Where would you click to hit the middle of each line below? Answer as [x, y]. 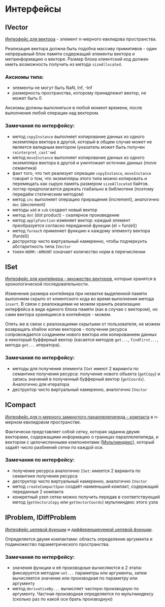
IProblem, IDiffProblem [41, 518]
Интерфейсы [33, 9]
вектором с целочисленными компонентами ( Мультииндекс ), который [80, 442]
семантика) [24, 168]
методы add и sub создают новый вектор [55, 210]
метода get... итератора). [33, 345]
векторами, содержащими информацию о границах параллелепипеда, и [82, 437]
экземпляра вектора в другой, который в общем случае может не [82, 142]
